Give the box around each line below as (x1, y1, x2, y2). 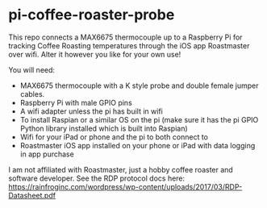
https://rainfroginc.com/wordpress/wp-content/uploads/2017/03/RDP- (8, 181, 243, 191)
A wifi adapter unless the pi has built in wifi (19, 106, 163, 116)
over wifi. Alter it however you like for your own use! (8, 49, 181, 59)
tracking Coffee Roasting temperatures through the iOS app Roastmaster (8, 40, 250, 50)
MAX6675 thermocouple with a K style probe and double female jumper (19, 81, 260, 90)
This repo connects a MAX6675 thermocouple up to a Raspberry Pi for (8, 32, 243, 42)
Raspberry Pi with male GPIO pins (19, 98, 133, 107)
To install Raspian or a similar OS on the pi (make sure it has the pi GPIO (19, 114, 259, 124)
